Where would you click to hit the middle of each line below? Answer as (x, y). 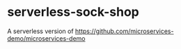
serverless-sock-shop (73, 12)
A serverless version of (41, 31)
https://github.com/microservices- (125, 31)
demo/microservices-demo (46, 38)
